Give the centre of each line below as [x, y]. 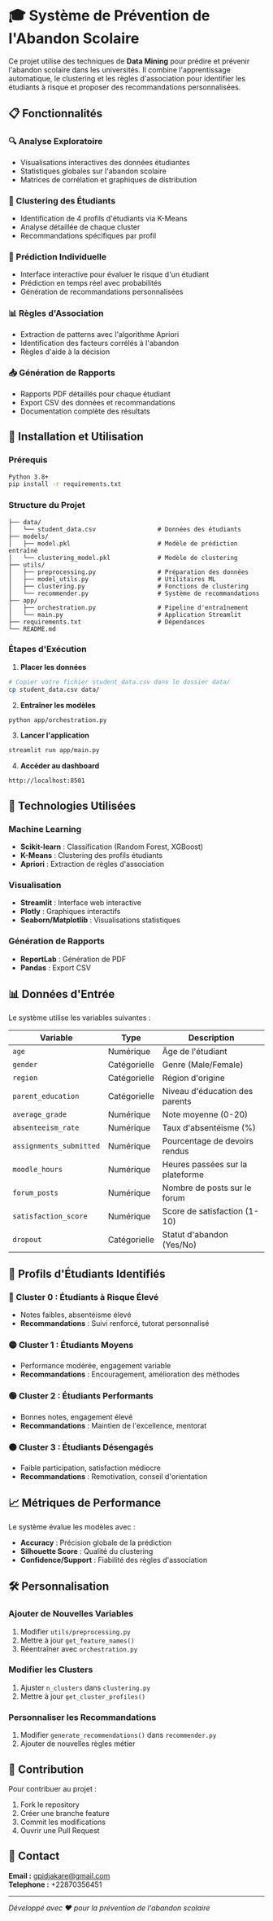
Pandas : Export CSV [56, 967]
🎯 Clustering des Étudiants [62, 200]
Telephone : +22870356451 [55, 1884]
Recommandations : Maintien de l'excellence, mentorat [113, 1425]
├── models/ [28, 536]
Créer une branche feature [65, 1813]
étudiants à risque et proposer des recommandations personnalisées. [125, 87]
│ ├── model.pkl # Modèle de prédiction [123, 543]
